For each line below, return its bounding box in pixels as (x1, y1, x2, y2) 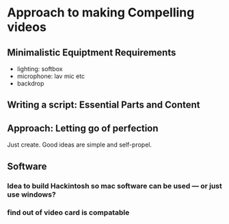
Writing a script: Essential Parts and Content (7, 99, 200, 111)
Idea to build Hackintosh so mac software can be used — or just (7, 181, 222, 190)
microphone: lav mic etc (16, 72, 85, 80)
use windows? (7, 190, 56, 199)
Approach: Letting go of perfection (7, 122, 159, 134)
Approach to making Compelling (7, 5, 195, 21)
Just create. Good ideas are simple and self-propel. (7, 140, 152, 149)
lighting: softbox (16, 65, 63, 73)
